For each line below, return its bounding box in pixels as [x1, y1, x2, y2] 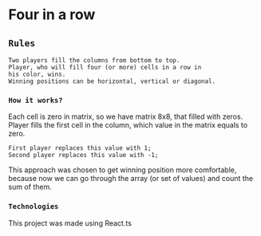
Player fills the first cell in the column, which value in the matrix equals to [8, 120, 248, 130]
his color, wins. [8, 70, 66, 78]
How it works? [8, 96, 63, 104]
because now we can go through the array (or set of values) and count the [8, 174, 254, 183]
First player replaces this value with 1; [8, 144, 152, 152]
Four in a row [8, 6, 96, 24]
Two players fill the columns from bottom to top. [8, 57, 180, 65]
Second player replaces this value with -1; [8, 151, 159, 159]
